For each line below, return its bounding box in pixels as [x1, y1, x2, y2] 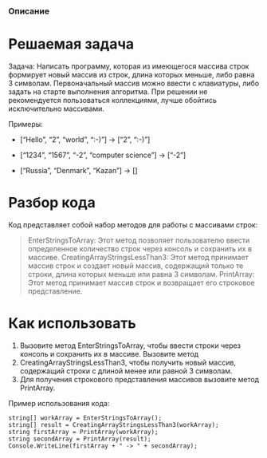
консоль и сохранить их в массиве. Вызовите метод [19, 349, 199, 358]
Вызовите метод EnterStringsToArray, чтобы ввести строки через [19, 341, 241, 350]
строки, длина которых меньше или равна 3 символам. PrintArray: [27, 269, 255, 278]
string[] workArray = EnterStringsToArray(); [8, 413, 162, 422]
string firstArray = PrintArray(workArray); [8, 428, 159, 436]
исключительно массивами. [8, 104, 105, 113]
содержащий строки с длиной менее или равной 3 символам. [19, 365, 233, 376]
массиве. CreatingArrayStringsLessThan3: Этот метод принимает [27, 252, 249, 262]
